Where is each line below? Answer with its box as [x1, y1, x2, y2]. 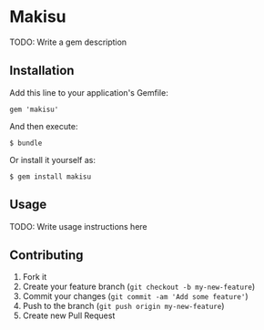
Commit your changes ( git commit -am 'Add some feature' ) [22, 291, 249, 302]
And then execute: [9, 120, 78, 131]
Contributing [9, 247, 84, 263]
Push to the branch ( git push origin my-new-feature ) [22, 301, 225, 312]
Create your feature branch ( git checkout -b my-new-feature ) [22, 281, 256, 293]
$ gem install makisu [9, 171, 92, 181]
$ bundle [9, 139, 43, 148]
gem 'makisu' [9, 105, 59, 114]
